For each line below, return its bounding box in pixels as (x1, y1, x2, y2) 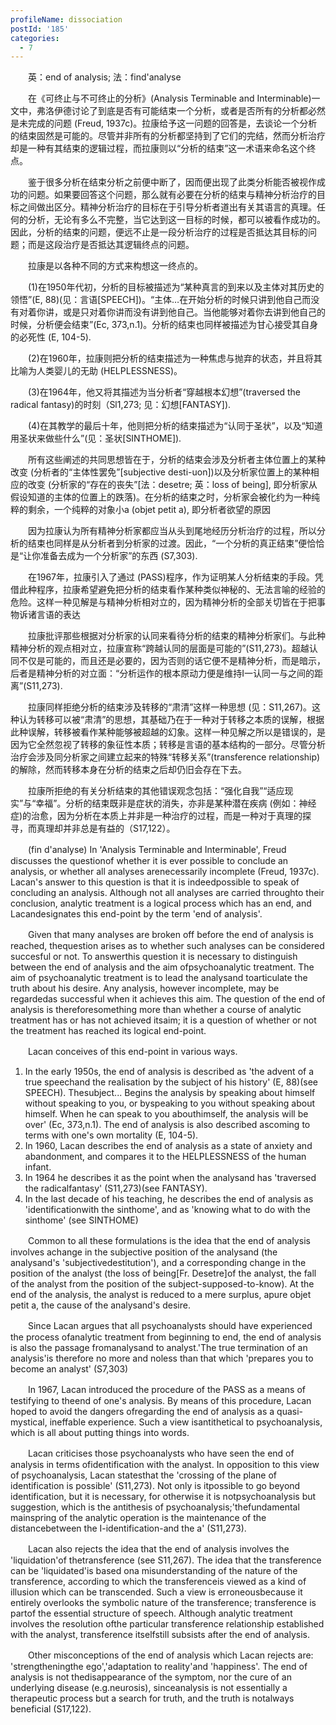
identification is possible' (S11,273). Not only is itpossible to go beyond (10, 1480, 301, 1492)
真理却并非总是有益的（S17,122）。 (36, 822, 176, 835)
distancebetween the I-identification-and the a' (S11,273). (10, 1522, 247, 1535)
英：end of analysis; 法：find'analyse (27, 71, 182, 83)
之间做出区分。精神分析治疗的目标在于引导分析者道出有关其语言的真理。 (18, 201, 317, 213)
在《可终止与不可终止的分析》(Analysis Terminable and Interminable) (27, 92, 312, 105)
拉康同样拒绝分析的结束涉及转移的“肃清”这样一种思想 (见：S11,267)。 (27, 701, 313, 713)
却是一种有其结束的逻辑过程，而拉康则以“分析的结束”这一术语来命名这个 (10, 142, 308, 155)
